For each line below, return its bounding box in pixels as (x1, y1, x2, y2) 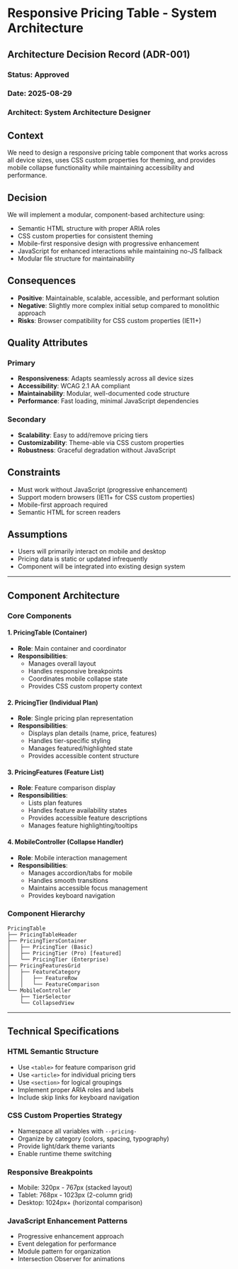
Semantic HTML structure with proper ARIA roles (17, 224, 161, 232)
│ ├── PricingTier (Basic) (7, 943, 93, 950)
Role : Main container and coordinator (17, 644, 127, 652)
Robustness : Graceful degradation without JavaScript (17, 446, 176, 454)
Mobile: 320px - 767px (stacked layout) (17, 1183, 133, 1192)
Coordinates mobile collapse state (28, 674, 128, 683)
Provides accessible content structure (28, 752, 140, 760)
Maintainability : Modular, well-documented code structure (17, 389, 190, 398)
